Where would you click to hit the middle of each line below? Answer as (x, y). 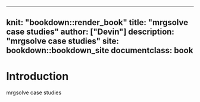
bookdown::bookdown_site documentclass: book (100, 50)
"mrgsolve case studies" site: (62, 41)
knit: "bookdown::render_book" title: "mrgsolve (97, 22)
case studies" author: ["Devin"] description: (90, 32)
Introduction (37, 76)
